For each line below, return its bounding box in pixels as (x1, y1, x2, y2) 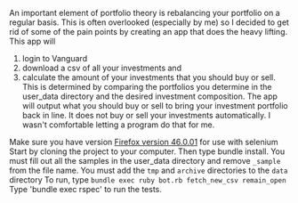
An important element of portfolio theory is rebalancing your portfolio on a (9, 8, 280, 18)
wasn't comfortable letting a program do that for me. (21, 119, 215, 130)
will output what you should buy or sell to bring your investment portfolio (21, 101, 288, 110)
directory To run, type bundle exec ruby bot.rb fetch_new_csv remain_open (9, 175, 286, 185)
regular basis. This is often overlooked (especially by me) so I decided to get (9, 17, 289, 28)
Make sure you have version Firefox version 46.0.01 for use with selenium (9, 137, 278, 147)
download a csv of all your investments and (21, 62, 182, 73)
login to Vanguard (21, 53, 87, 63)
